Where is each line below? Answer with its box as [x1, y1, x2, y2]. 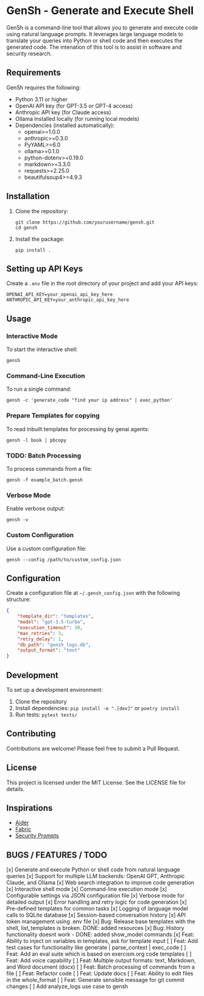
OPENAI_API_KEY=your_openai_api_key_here [6, 291, 113, 298]
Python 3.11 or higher [15, 95, 68, 103]
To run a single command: [6, 385, 72, 393]
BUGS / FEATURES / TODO [6, 849, 108, 860]
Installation [6, 191, 50, 202]
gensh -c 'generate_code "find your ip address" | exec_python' [6, 398, 173, 404]
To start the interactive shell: [6, 346, 78, 353]
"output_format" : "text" [17, 647, 80, 653]
